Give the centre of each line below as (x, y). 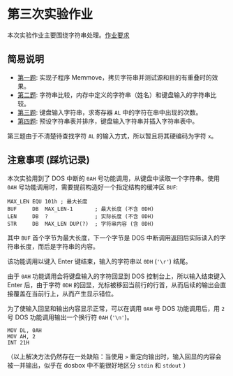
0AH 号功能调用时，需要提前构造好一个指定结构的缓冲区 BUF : (92, 187)
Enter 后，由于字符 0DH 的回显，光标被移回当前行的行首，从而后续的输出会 (114, 284)
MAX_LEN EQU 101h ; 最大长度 (47, 201)
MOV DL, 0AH (24, 330)
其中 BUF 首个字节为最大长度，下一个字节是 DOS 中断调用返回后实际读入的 (114, 238)
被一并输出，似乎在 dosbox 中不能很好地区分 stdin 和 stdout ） (98, 365)
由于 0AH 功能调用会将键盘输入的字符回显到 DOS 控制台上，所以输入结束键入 (117, 276)
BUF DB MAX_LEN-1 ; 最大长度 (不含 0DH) (81, 209)
